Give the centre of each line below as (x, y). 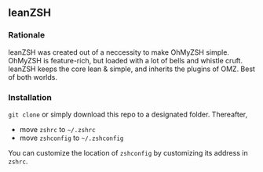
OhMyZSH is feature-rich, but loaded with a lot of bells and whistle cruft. (126, 60)
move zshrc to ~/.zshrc (57, 129)
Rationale (27, 35)
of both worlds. (33, 77)
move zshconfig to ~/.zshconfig (71, 138)
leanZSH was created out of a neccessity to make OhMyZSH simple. (119, 52)
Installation (30, 97)
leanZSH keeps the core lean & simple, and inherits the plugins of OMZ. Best (131, 69)
